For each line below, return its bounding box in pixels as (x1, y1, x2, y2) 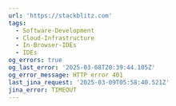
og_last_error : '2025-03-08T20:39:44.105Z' (8, 64, 156, 72)
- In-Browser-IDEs (15, 41, 78, 49)
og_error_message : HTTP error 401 (8, 71, 124, 79)
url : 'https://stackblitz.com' (8, 11, 113, 20)
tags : (8, 19, 26, 27)
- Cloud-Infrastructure (15, 33, 94, 42)
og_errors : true (8, 57, 62, 65)
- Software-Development (15, 26, 94, 34)
